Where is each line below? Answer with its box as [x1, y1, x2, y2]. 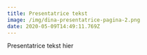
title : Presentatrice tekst [7, 10, 88, 17]
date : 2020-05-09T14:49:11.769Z [7, 23, 100, 30]
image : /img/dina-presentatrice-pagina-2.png [7, 16, 140, 23]
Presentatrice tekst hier [7, 42, 74, 50]
